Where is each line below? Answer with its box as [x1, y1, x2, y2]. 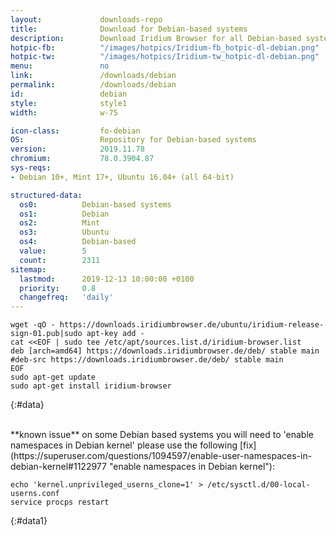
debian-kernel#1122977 [10, 461, 107, 473]
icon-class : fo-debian [10, 126, 141, 136]
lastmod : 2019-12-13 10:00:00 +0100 [19, 274, 195, 284]
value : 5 [19, 246, 87, 256]
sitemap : [10, 264, 47, 275]
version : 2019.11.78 [10, 144, 145, 155]
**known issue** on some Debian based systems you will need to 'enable [10, 429, 314, 441]
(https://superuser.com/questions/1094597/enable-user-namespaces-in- [10, 450, 313, 462]
